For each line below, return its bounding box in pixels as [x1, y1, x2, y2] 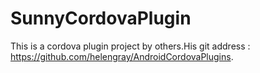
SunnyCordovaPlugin [10, 7, 192, 30]
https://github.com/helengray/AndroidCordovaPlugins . [10, 50, 234, 62]
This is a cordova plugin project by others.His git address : [10, 40, 251, 52]
